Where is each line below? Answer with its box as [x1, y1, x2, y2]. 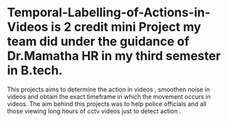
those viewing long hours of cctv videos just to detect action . [7, 107, 181, 115]
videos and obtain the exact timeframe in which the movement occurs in [7, 92, 211, 100]
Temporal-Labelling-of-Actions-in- [7, 5, 211, 20]
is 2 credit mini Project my [51, 19, 201, 35]
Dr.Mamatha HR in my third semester [7, 48, 221, 64]
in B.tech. [7, 63, 63, 78]
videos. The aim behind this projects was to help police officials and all [7, 100, 207, 108]
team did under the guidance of [7, 34, 190, 49]
